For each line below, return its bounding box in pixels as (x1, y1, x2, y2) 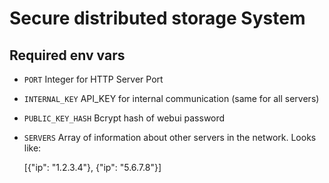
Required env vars (9, 47, 126, 64)
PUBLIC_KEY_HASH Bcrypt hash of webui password (23, 112, 226, 124)
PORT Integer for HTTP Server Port (23, 73, 164, 85)
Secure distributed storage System (9, 7, 306, 30)
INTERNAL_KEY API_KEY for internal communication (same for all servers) (23, 93, 320, 104)
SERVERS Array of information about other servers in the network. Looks (23, 132, 317, 143)
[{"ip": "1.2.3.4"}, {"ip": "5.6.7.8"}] (23, 162, 162, 173)
